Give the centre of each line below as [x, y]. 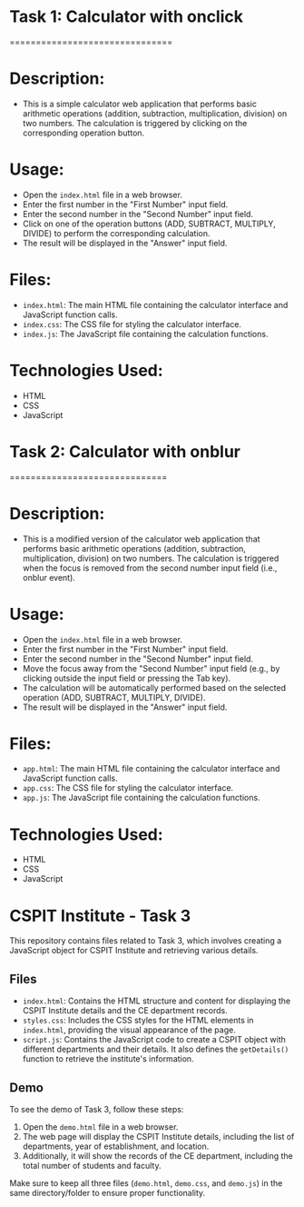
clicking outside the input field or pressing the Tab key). [127, 678]
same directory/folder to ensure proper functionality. [108, 1192]
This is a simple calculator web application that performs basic [139, 104]
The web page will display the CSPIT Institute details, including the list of [158, 1136]
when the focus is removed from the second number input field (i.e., [150, 568]
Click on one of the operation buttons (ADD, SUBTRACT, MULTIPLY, [149, 224]
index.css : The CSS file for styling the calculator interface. [132, 324]
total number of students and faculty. [92, 1165]
